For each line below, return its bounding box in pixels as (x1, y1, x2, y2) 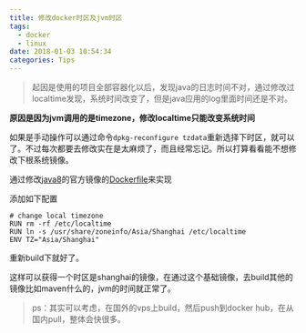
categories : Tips (9, 55, 76, 65)
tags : (9, 22, 30, 31)
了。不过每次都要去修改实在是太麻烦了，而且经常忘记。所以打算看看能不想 (9, 143, 289, 154)
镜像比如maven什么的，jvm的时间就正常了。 (9, 283, 176, 294)
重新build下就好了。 (9, 252, 85, 263)
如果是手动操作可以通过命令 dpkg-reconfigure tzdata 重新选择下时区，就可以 (9, 132, 295, 142)
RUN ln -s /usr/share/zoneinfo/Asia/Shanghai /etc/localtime (9, 227, 247, 237)
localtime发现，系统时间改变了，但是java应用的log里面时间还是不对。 (31, 93, 293, 104)
